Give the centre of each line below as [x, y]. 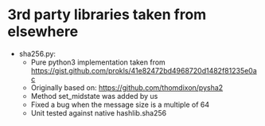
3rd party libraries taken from [107, 15]
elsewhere [43, 31]
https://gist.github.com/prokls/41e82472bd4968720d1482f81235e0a [144, 70]
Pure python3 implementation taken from [98, 62]
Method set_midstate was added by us [94, 96]
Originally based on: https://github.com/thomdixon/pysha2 [127, 87]
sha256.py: [37, 53]
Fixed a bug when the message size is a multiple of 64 [120, 104]
